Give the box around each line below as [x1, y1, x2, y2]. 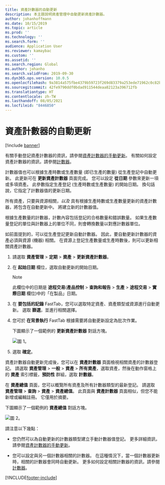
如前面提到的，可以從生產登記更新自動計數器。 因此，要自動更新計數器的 [5, 231, 153, 237]
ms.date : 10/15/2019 [5, 21, 48, 26]
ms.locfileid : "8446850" [5, 103, 56, 108]
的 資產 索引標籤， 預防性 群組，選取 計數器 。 [5, 371, 96, 377]
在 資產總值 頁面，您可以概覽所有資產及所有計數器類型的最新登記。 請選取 [5, 382, 155, 388]
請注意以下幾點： [5, 426, 40, 431]
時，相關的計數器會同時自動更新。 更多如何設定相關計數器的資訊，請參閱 [12, 458, 160, 464]
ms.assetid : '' [5, 57, 36, 62]
